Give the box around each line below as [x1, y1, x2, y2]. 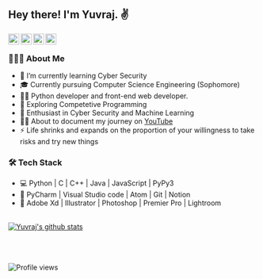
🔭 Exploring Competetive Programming [19, 100, 147, 109]
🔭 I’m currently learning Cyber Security [19, 71, 147, 81]
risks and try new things [19, 137, 99, 147]
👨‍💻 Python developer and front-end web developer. [19, 91, 189, 101]
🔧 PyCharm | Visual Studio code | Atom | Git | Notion [19, 190, 191, 200]
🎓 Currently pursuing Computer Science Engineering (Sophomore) [19, 80, 240, 90]
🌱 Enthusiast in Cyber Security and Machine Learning [19, 108, 195, 118]
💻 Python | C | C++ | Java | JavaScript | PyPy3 [19, 178, 174, 188]
